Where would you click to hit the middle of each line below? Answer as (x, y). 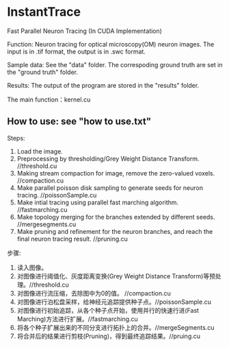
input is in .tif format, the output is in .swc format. (76, 51)
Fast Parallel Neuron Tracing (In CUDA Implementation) (85, 31)
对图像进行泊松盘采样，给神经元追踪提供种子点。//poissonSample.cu (114, 302)
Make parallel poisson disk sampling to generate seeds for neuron (110, 188)
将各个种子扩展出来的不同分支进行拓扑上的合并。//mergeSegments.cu (116, 327)
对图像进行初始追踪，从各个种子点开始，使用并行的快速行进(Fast (108, 310)
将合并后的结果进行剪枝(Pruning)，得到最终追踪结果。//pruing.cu (108, 336)
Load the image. (40, 151)
